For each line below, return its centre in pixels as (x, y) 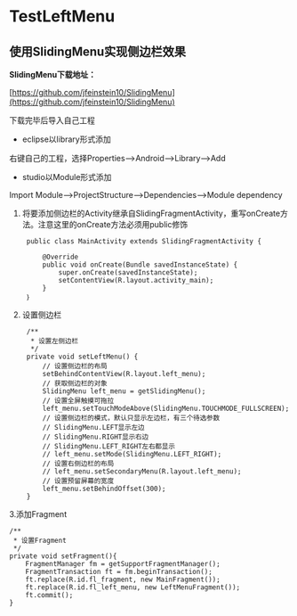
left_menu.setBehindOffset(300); (104, 489)
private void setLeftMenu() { (82, 357)
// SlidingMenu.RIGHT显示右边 (96, 437)
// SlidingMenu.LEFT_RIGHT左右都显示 (109, 447)
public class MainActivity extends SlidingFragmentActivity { (144, 242)
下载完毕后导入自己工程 (52, 120)
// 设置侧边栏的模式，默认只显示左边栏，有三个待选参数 (131, 418)
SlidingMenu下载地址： (52, 74)
